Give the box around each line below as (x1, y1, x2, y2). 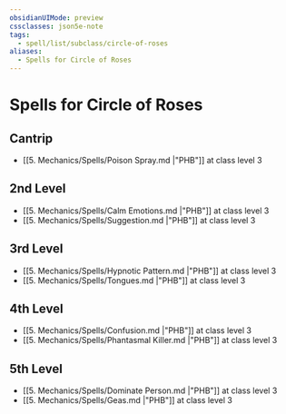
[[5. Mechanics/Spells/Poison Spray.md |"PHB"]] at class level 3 (22, 155, 262, 165)
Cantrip (9, 131, 54, 146)
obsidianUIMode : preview (9, 13, 104, 23)
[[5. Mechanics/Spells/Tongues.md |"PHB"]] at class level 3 (22, 274, 246, 286)
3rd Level (9, 241, 64, 257)
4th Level (9, 301, 64, 317)
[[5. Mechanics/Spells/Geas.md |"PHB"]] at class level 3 (22, 395, 233, 406)
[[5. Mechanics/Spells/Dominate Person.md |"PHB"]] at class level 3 (22, 385, 278, 396)
